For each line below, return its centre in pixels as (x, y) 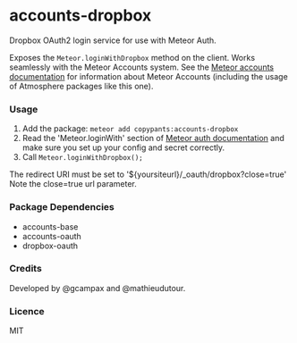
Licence (27, 311)
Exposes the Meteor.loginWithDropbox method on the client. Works (132, 57)
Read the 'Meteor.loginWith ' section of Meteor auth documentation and (153, 138)
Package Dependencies (62, 207)
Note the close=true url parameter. (73, 184)
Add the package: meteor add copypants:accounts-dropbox (130, 129)
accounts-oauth (52, 236)
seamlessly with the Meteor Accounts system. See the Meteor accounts (142, 67)
